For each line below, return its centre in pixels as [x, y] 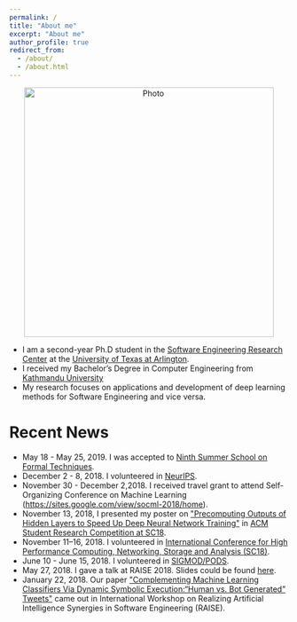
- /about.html [43, 67]
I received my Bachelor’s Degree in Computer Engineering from [138, 368]
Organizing [42, 494]
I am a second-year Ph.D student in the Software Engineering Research [152, 349]
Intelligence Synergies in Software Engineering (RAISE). [124, 608]
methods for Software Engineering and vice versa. [114, 397]
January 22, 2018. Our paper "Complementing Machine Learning [141, 579]
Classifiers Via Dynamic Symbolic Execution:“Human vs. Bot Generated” [154, 589]
